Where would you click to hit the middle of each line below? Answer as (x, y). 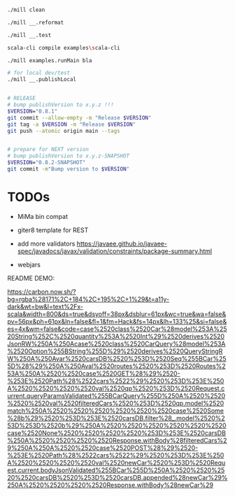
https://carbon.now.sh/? (42, 292)
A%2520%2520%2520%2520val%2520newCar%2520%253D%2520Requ (116, 462)
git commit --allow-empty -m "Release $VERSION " (79, 118)
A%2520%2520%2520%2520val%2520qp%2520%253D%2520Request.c (116, 388)
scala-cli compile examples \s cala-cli (64, 48)
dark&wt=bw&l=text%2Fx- (45, 306)
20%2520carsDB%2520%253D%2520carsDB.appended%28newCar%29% (117, 477)
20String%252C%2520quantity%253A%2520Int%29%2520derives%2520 (116, 336)
